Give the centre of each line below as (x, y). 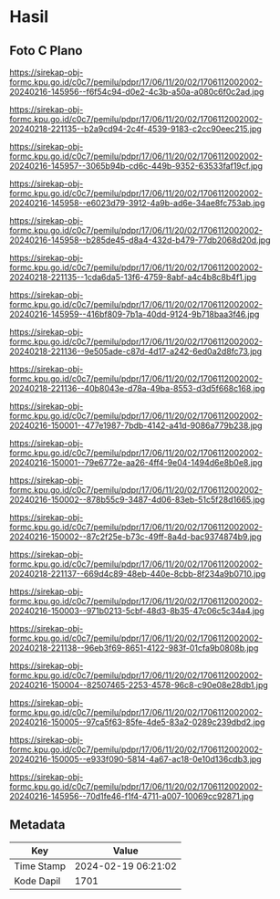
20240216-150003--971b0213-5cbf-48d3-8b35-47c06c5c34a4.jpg (137, 611)
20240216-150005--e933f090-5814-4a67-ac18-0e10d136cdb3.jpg (135, 759)
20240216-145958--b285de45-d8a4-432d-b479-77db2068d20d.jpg (140, 240)
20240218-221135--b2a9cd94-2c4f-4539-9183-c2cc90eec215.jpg (135, 129)
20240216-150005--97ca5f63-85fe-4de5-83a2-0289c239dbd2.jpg (137, 722)
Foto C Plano (46, 51)
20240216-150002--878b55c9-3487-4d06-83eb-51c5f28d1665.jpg (137, 500)
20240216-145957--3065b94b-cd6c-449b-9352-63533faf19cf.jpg (136, 166)
